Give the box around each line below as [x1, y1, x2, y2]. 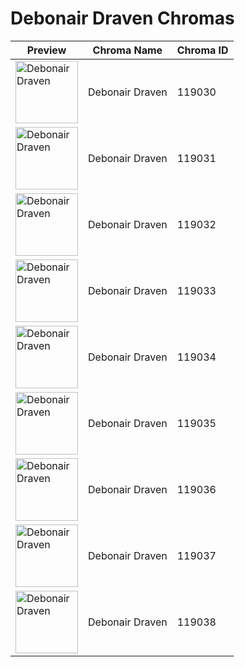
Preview [26, 43, 67, 57]
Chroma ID [176, 43, 229, 57]
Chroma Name [92, 43, 163, 57]
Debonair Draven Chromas [10, 7, 235, 30]
